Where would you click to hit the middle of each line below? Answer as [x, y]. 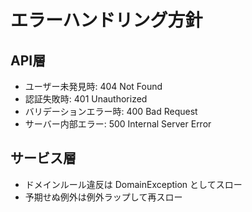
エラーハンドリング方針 [106, 20]
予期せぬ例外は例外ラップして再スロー [103, 197]
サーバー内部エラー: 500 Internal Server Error [118, 124]
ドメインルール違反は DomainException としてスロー [133, 184]
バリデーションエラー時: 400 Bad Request [111, 111]
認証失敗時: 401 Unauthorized [86, 99]
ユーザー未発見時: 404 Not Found [93, 86]
